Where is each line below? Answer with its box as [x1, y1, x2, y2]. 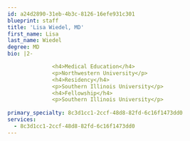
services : [7, 116, 37, 123]
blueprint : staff [7, 17, 59, 24]
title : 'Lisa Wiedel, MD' [7, 23, 84, 31]
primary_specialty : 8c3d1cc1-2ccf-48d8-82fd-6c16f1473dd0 [7, 110, 183, 117]
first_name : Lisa [7, 30, 59, 38]
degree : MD [7, 43, 40, 51]
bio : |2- [7, 51, 33, 58]
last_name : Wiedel [7, 37, 62, 44]
